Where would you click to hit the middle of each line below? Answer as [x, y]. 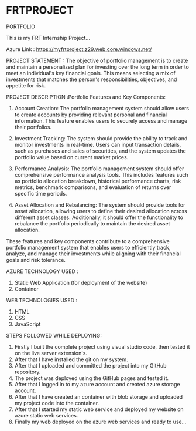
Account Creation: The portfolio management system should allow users [102, 108]
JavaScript [27, 324]
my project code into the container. [57, 403]
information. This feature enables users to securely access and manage [101, 120]
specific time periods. [41, 193]
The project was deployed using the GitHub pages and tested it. [91, 378]
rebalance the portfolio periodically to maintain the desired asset [92, 223]
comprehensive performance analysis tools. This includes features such [101, 174]
